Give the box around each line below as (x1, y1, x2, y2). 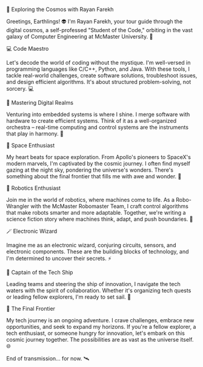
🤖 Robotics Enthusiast (6, 184, 61, 192)
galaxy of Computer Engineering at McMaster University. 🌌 (6, 33, 153, 40)
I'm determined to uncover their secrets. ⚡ (6, 255, 112, 262)
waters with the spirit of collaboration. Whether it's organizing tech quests (6, 287, 191, 294)
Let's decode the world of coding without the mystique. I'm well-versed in (6, 59, 191, 66)
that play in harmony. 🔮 (6, 130, 64, 137)
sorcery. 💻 (6, 85, 35, 92)
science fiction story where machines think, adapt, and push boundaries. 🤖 (6, 215, 193, 222)
